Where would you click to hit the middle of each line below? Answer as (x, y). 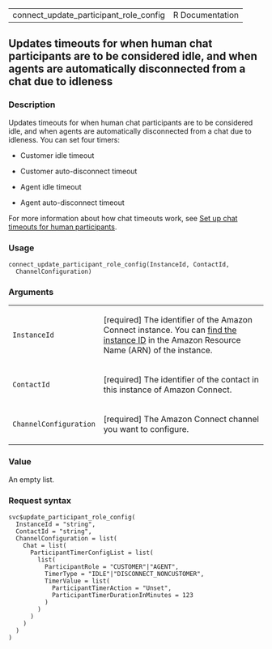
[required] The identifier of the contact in (181, 380)
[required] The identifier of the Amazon (178, 320)
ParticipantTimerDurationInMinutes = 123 (123, 595)
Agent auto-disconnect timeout (72, 203)
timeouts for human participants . (63, 227)
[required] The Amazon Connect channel (181, 419)
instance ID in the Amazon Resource (172, 340)
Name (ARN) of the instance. (158, 350)
